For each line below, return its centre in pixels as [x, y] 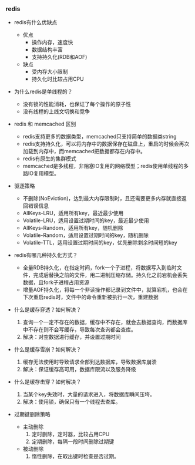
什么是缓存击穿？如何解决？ [48, 382]
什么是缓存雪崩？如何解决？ [48, 349]
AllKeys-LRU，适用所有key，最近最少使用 [73, 213]
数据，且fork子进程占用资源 [56, 282]
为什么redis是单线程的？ [43, 92]
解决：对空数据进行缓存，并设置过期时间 [72, 337]
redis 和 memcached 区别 [45, 124]
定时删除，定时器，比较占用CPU [70, 434]
